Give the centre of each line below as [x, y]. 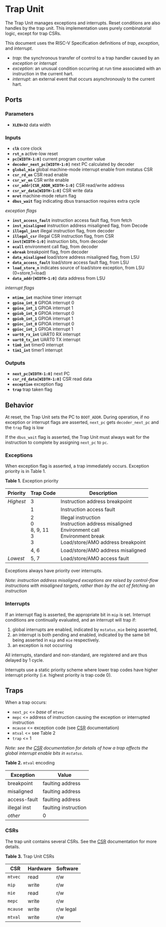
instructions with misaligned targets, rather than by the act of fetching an [80, 585]
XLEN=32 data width [31, 124]
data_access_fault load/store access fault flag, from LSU [71, 262]
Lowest [16, 559]
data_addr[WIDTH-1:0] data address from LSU [59, 278]
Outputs [15, 363]
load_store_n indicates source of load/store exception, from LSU [78, 267]
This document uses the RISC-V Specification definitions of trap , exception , [82, 43]
